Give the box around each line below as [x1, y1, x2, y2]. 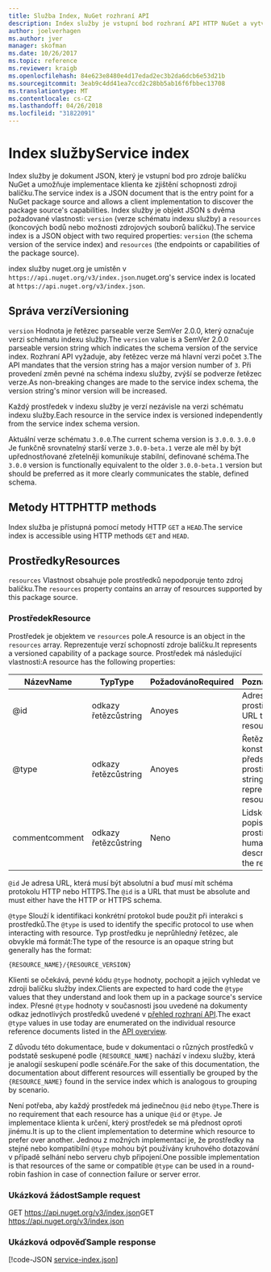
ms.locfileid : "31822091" [8, 110, 95, 118]
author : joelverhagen [8, 27, 81, 35]
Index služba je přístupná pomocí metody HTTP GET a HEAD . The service [8, 522, 244, 531]
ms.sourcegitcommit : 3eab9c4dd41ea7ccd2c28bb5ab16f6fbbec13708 [8, 79, 226, 87]
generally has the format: [8, 945, 92, 955]
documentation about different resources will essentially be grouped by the [8, 1068, 258, 1077]
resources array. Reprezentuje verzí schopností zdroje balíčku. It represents [8, 640, 257, 649]
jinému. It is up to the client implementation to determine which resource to [8, 1126, 256, 1136]
